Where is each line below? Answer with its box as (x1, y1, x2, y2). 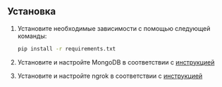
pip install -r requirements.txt (17, 45, 116, 52)
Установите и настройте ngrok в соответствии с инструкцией (17, 72, 203, 80)
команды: (17, 32, 47, 40)
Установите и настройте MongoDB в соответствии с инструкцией (17, 58, 215, 66)
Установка (7, 6, 56, 18)
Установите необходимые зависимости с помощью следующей (17, 24, 211, 32)
